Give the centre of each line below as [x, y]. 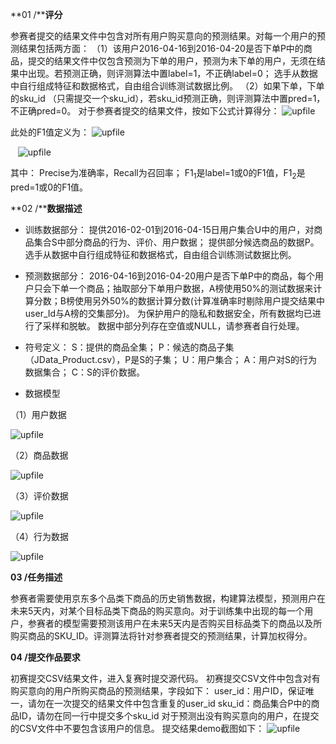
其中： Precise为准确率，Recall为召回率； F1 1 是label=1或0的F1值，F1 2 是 [158, 174]
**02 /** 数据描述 [46, 208]
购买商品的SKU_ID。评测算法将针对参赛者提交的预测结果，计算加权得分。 [161, 635]
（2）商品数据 [39, 455]
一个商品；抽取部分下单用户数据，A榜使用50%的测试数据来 [191, 288]
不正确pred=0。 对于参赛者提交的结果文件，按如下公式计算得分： [145, 111]
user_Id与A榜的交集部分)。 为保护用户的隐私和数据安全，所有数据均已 [168, 313]
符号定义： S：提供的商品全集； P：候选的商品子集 [129, 347]
